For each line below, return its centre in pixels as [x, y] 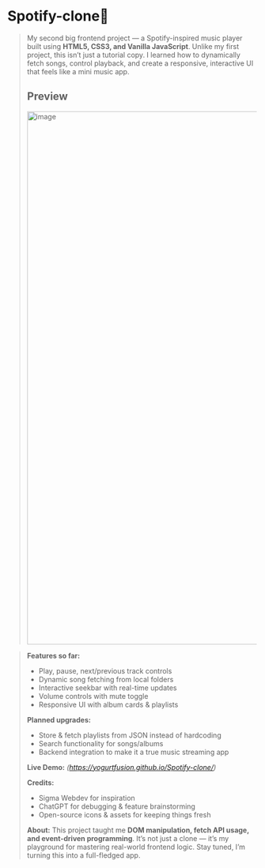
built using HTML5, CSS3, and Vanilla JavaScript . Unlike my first [132, 46]
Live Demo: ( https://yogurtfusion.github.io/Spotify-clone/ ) [121, 767]
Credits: [40, 783]
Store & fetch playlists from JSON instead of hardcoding [130, 735]
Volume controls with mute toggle [93, 696]
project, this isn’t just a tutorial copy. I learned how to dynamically [133, 55]
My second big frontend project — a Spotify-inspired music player [134, 38]
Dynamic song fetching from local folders [106, 679]
